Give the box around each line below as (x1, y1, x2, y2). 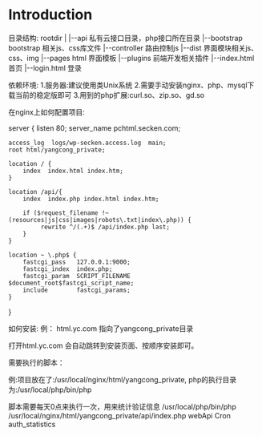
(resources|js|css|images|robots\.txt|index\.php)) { (8, 216, 192, 224)
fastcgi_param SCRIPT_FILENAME (22, 272, 131, 280)
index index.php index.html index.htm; (22, 195, 159, 203)
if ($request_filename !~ (22, 208, 110, 217)
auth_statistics (8, 419, 56, 429)
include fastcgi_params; (22, 286, 131, 294)
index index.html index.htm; (22, 167, 124, 175)
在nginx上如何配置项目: (8, 107, 86, 117)
